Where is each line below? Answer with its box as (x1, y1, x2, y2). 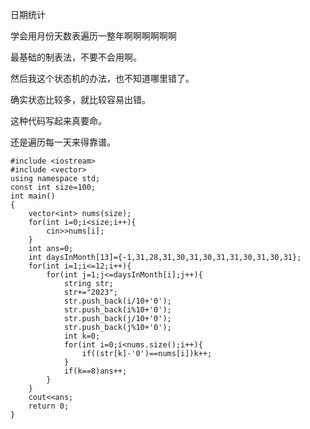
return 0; (28, 401, 70, 411)
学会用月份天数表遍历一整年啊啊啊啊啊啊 (10, 30, 177, 42)
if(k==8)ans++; (63, 366, 128, 376)
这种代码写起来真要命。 (10, 115, 107, 127)
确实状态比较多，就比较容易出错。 (10, 94, 151, 105)
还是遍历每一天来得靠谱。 (10, 136, 116, 148)
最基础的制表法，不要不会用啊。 (10, 51, 142, 63)
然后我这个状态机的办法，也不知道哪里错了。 (10, 73, 195, 84)
